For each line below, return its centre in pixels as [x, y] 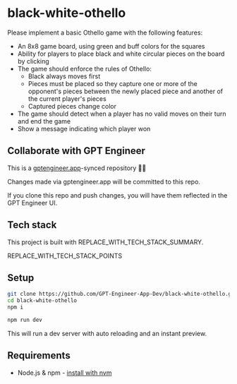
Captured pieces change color [72, 106]
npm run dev [25, 320]
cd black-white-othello [42, 301]
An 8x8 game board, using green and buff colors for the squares [111, 46]
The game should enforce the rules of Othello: [84, 68]
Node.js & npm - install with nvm [65, 373]
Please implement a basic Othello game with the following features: [105, 32]
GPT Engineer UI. [32, 203]
